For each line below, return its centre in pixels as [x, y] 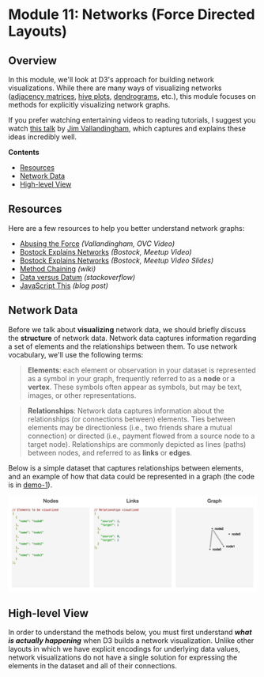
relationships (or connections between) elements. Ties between [131, 419]
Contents [24, 152]
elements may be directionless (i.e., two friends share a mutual [130, 427]
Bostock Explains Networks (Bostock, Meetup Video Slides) [117, 260]
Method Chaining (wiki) [58, 269]
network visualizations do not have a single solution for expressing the [123, 657]
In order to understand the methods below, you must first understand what [130, 632]
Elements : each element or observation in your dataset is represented [142, 370]
